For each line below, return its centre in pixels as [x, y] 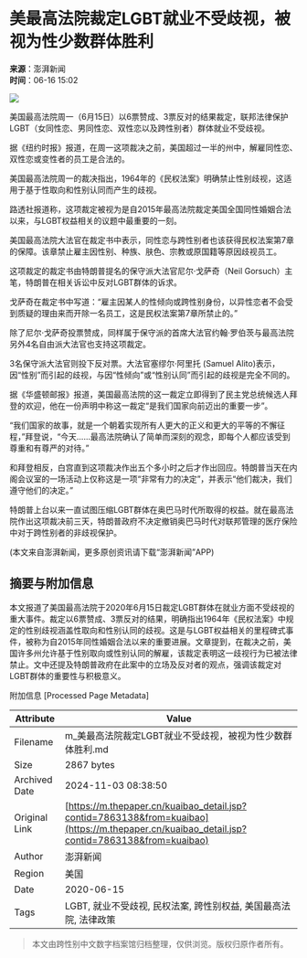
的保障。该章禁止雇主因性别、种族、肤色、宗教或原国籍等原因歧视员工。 [145, 251]
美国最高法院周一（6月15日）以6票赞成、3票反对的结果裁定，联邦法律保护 [149, 116]
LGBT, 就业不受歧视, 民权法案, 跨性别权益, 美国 [164, 906]
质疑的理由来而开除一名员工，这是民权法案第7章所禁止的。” [127, 313]
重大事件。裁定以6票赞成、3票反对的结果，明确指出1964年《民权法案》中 [148, 619]
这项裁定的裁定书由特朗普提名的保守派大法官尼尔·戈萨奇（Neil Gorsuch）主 [151, 271]
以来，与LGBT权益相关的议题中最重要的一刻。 [96, 220]
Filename [34, 741]
